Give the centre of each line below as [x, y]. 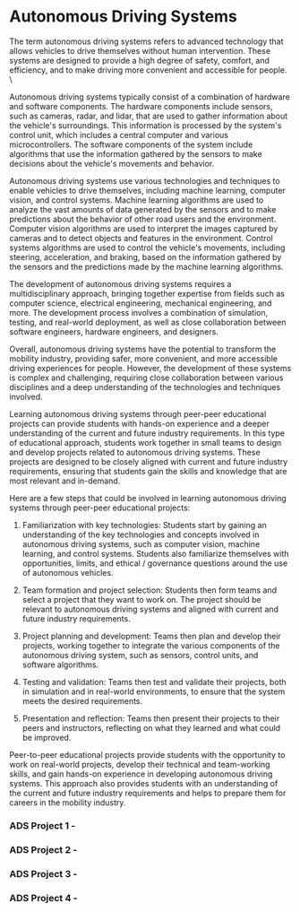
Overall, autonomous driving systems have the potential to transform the [143, 349]
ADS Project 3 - [43, 873]
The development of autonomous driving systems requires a [120, 283]
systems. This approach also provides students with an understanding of [144, 783]
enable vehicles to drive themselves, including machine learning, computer [148, 190]
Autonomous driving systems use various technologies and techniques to [145, 180]
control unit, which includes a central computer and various [119, 135]
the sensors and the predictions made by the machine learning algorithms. [146, 266]
